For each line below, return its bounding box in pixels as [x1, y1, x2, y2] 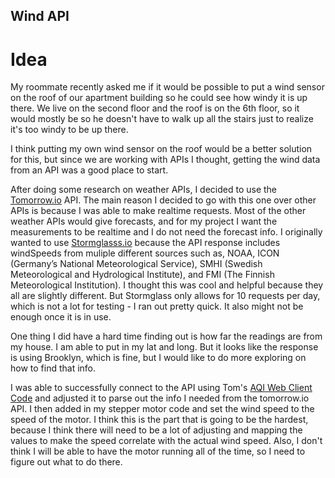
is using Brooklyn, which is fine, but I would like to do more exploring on [10, 352, 307, 364]
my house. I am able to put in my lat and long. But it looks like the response [10, 341, 319, 353]
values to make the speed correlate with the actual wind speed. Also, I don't [10, 435, 323, 447]
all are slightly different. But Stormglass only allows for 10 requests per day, [10, 290, 321, 302]
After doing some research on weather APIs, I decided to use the [10, 184, 278, 196]
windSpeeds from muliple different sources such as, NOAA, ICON [10, 247, 280, 259]
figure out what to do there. [10, 456, 123, 468]
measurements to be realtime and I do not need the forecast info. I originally [10, 226, 323, 238]
